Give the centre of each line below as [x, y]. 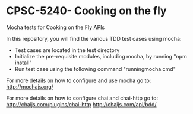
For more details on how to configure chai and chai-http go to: [82, 98]
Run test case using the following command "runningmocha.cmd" [95, 69]
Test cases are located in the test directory [67, 50]
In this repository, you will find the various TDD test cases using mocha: [94, 38]
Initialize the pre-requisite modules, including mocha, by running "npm [101, 56]
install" [23, 63]
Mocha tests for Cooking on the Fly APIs [56, 27]
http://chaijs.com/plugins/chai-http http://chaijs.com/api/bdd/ [81, 104]
